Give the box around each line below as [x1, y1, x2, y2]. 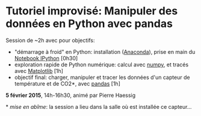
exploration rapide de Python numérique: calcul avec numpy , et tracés [14, 61, 189, 68]
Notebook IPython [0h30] [14, 54, 78, 62]
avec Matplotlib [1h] [14, 67, 64, 74]
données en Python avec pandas [5, 17, 173, 30]
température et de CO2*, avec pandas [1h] [14, 80, 121, 87]
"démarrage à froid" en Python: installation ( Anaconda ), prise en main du [14, 48, 196, 55]
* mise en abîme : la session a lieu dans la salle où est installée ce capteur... [5, 103, 192, 110]
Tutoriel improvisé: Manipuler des [5, 4, 178, 18]
